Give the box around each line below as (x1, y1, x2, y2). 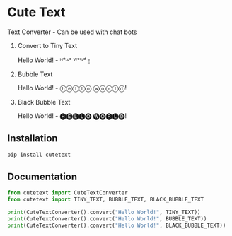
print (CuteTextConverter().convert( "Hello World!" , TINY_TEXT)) (7, 209, 201, 216)
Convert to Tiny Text (17, 41, 78, 49)
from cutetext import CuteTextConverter (7, 189, 129, 196)
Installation (7, 132, 58, 145)
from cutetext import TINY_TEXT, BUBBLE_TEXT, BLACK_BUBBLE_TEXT (7, 196, 204, 203)
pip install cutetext (7, 151, 71, 158)
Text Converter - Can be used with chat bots (7, 28, 137, 36)
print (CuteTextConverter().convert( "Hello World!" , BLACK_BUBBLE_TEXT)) (7, 222, 226, 229)
